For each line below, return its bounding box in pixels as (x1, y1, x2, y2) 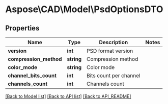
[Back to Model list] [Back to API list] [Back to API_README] (5, 93, 131, 99)
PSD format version (86, 47, 133, 54)
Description (99, 39, 128, 46)
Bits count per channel (86, 72, 141, 79)
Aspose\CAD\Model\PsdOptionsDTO (5, 4, 163, 15)
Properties (5, 24, 40, 32)
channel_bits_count (8, 72, 57, 79)
